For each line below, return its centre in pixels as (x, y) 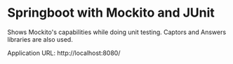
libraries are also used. (40, 39)
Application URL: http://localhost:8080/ (64, 53)
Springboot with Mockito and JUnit (111, 13)
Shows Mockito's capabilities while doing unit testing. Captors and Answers (117, 32)
